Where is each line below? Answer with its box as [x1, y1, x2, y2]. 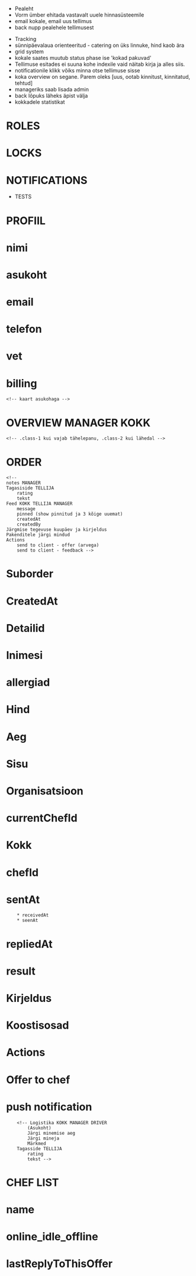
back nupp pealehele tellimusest [14, 24, 94, 31]
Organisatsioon [6, 784, 84, 797]
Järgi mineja [27, 1135, 60, 1141]
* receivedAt [17, 912, 49, 918]
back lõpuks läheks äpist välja [14, 92, 88, 99]
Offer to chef [6, 1073, 70, 1086]
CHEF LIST [6, 1176, 59, 1189]
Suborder [6, 567, 54, 581]
